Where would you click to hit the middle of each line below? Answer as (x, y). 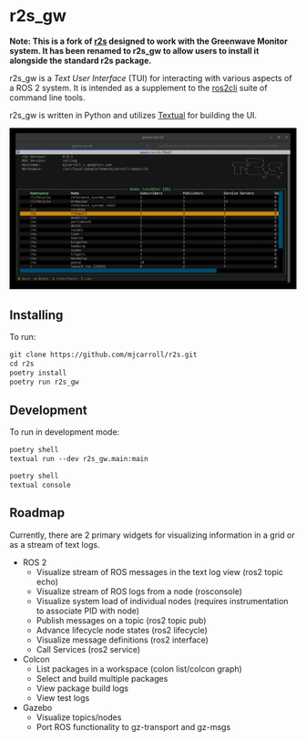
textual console (40, 485)
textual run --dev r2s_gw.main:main (79, 459)
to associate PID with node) (87, 611)
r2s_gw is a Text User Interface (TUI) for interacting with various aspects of (151, 77)
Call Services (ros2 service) (88, 649)
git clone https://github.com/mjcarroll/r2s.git (103, 355)
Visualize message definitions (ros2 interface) (122, 640)
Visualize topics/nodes (79, 717)
